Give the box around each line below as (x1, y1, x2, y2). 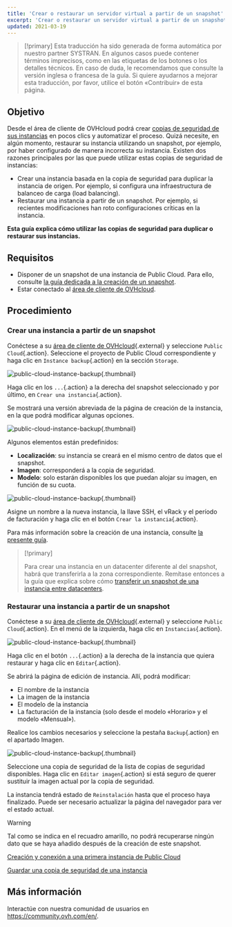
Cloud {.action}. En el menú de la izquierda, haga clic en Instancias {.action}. (7, 624, 222, 633)
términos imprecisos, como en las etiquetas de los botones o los (23, 57, 208, 65)
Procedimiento (7, 305, 72, 317)
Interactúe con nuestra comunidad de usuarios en (7, 904, 150, 912)
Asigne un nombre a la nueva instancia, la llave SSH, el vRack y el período (7, 507, 217, 516)
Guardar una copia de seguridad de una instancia (7, 865, 148, 874)
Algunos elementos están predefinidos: (7, 438, 119, 446)
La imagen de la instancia (17, 693, 90, 701)
